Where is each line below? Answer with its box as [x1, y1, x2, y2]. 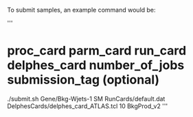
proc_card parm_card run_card [7, 43, 187, 59]
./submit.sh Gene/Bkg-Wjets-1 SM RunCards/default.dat [7, 94, 166, 103]
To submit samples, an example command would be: [7, 6, 156, 14]
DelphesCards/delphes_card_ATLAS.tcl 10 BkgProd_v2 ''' [7, 102, 168, 110]
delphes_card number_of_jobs [7, 57, 185, 73]
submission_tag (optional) [7, 72, 160, 88]
